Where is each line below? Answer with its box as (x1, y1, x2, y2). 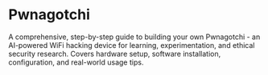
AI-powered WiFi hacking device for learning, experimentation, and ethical (8, 40, 255, 49)
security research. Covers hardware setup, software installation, (8, 49, 221, 58)
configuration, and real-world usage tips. (8, 57, 144, 67)
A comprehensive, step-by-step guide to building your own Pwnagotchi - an (8, 32, 261, 41)
